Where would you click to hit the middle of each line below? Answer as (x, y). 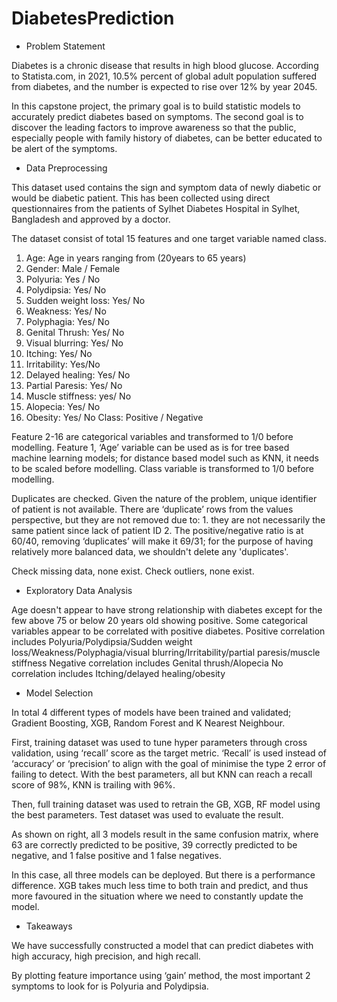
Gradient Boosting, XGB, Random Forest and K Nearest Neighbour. (148, 723)
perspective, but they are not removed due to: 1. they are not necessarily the (168, 519)
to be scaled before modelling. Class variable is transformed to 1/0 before (162, 468)
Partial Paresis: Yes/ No (74, 385)
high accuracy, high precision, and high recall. (106, 956)
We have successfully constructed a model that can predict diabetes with (162, 945)
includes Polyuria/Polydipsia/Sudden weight (102, 641)
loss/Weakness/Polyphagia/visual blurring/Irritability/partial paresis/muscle (166, 652)
